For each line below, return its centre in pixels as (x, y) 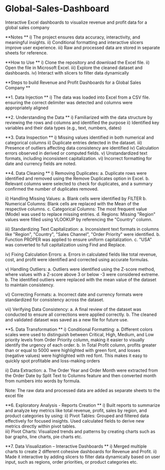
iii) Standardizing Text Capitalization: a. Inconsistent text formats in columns (82, 229)
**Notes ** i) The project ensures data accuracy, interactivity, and (73, 37)
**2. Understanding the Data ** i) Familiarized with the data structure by (79, 117)
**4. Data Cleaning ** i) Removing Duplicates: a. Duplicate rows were (76, 173)
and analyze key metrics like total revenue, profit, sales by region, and (76, 410)
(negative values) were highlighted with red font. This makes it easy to (76, 355)
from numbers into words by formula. (43, 381)
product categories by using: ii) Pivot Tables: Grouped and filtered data (77, 416)
